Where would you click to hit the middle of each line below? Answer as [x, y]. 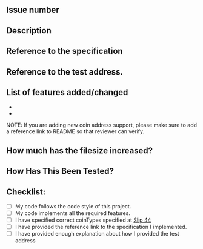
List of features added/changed [67, 92]
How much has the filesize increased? [80, 151]
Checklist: [26, 192]
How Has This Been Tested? [60, 171]
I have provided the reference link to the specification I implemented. [101, 227]
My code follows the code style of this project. [73, 206]
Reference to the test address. [65, 72]
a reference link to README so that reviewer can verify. [75, 131]
